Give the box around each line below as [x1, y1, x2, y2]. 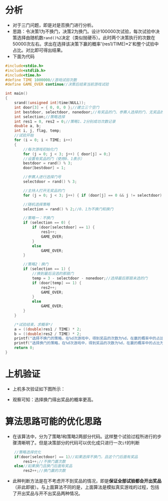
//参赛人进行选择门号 [23, 175, 61, 180]
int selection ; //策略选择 [14, 114, 65, 119]
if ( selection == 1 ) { [23, 266, 70, 272]
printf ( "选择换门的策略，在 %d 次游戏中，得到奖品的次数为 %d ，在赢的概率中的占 [14, 341, 156, 346]
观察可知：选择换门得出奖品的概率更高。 [12, 396, 96, 402]
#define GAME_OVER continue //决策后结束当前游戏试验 [5, 82, 109, 87]
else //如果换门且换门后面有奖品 [14, 463, 72, 468]
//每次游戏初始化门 [23, 147, 57, 152]
